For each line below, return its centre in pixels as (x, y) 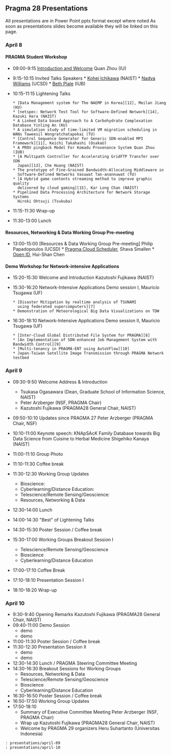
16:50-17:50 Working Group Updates (51, 701)
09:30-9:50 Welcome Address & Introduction (60, 382)
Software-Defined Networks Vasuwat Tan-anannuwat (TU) (77, 174)
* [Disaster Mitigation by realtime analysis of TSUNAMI (75, 302)
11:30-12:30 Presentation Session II (50, 647)
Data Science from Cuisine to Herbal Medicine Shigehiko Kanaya (81, 438)
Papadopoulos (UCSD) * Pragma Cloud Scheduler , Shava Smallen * (83, 249)
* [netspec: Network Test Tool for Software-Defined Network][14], (86, 112)
